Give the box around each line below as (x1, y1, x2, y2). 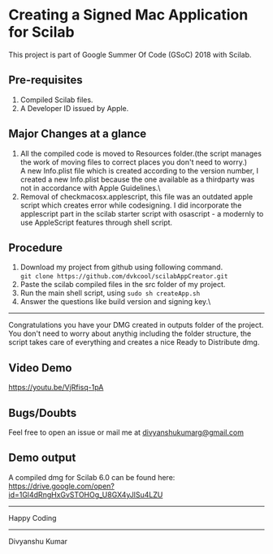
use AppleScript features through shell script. (19, 217, 173, 227)
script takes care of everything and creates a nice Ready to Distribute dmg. (8, 337, 260, 347)
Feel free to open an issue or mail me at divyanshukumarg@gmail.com (8, 427, 244, 437)
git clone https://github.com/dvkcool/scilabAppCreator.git (19, 273, 228, 281)
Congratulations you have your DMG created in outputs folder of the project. (8, 320, 264, 330)
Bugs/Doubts (8, 406, 77, 419)
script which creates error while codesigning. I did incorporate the (19, 200, 242, 210)
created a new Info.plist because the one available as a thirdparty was (19, 174, 255, 184)
